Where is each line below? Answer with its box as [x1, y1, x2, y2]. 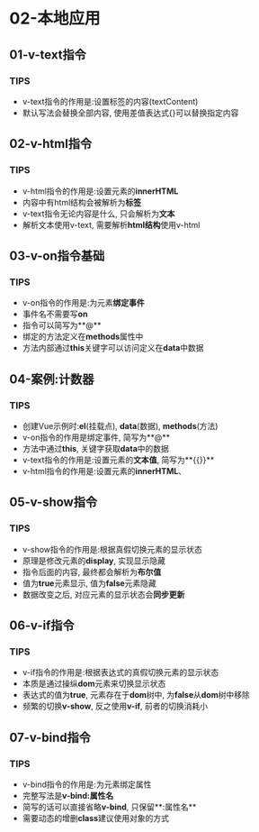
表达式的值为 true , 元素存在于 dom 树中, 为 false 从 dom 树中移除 [22, 690, 250, 700]
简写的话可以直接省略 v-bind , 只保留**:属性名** [22, 801, 197, 812]
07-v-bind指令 [9, 729, 92, 745]
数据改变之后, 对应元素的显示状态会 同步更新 [22, 589, 185, 599]
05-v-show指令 [9, 495, 97, 510]
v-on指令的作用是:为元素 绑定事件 [22, 297, 146, 308]
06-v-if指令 [9, 618, 75, 634]
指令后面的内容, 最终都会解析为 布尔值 [22, 566, 162, 577]
